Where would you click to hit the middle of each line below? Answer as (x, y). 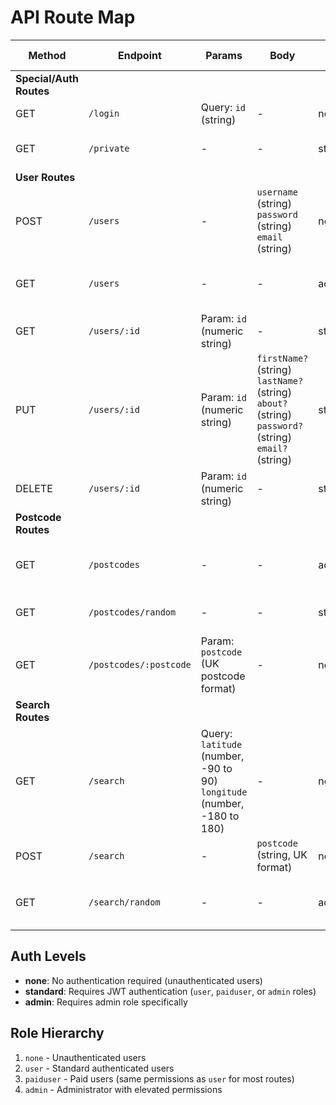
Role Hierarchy (57, 1033)
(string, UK (282, 854)
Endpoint (139, 55)
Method (47, 55)
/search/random (124, 902)
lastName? (280, 380)
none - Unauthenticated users (85, 1057)
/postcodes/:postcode (140, 664)
